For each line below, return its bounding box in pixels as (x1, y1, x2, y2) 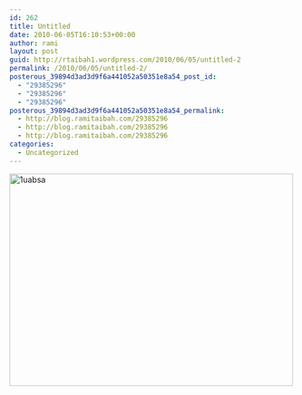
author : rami (9, 38, 59, 48)
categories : (9, 140, 54, 149)
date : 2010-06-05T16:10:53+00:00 (9, 30, 136, 39)
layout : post (9, 47, 59, 56)
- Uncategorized (17, 148, 79, 157)
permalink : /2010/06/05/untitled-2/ (9, 64, 148, 73)
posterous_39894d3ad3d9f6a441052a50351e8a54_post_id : (9, 72, 218, 82)
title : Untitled (9, 22, 71, 31)
